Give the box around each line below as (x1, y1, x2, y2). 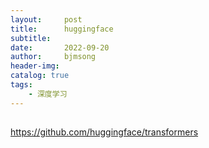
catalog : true (10, 71, 70, 81)
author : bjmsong (10, 52, 97, 62)
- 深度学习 (28, 89, 68, 99)
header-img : (10, 61, 60, 71)
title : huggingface (10, 24, 114, 34)
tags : (10, 80, 33, 90)
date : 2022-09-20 (10, 42, 110, 53)
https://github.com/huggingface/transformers (10, 126, 199, 138)
